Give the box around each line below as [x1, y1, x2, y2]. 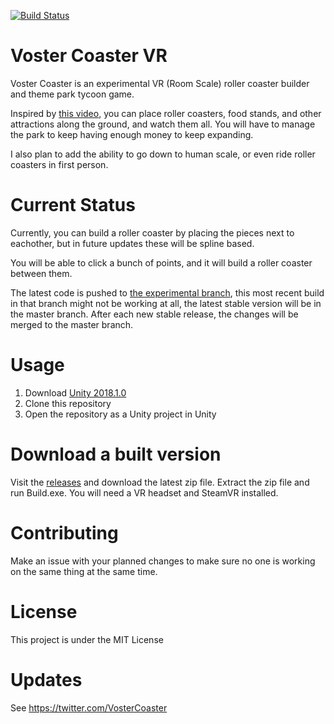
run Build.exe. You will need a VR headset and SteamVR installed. [10, 486, 279, 499]
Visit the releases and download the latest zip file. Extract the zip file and [10, 476, 310, 488]
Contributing [10, 521, 119, 544]
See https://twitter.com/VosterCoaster [10, 701, 168, 714]
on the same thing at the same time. [10, 565, 158, 577]
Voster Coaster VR [10, 45, 168, 67]
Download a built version [10, 443, 222, 465]
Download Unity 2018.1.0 [24, 386, 127, 399]
